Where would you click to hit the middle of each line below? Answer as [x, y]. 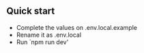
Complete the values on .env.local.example [77, 27]
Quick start [31, 11]
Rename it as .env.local [49, 35]
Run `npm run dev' [42, 42]
